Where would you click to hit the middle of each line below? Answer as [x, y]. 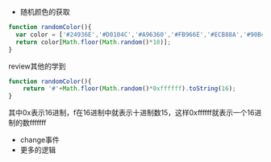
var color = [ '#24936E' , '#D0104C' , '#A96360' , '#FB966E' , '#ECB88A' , [129, 35]
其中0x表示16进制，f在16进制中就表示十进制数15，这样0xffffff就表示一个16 [131, 113]
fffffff [38, 123]
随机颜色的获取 [45, 12]
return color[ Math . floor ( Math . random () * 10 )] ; [94, 42]
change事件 [40, 140]
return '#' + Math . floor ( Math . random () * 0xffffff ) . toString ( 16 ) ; [129, 89]
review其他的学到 [37, 66]
